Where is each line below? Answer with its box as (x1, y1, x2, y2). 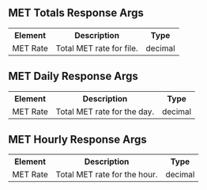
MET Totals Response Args (8, 6, 144, 20)
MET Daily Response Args (8, 70, 138, 83)
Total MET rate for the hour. (55, 169, 158, 180)
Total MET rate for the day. (55, 106, 155, 117)
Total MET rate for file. (55, 43, 138, 54)
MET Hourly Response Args (8, 133, 148, 146)
